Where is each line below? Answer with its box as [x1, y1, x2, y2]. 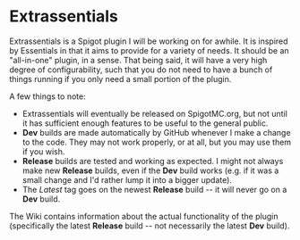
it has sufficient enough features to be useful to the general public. [21, 118, 269, 128]
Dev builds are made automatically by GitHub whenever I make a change [21, 127, 291, 137]
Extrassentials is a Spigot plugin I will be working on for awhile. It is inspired [9, 36, 288, 46]
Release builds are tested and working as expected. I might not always [21, 155, 284, 166]
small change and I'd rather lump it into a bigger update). [21, 174, 233, 185]
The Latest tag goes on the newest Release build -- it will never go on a [21, 184, 287, 194]
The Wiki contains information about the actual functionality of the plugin [9, 211, 279, 221]
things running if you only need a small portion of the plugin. [9, 73, 232, 84]
